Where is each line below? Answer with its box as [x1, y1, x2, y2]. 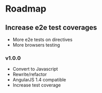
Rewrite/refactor [12, 71, 47, 77]
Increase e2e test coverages [5, 23, 97, 32]
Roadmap [5, 3, 47, 15]
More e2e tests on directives [12, 36, 73, 42]
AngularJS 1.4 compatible [12, 77, 66, 83]
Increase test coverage [12, 82, 61, 88]
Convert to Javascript [12, 66, 58, 72]
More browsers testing [12, 42, 60, 48]
